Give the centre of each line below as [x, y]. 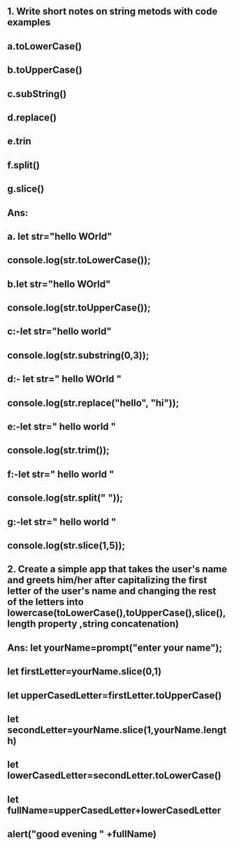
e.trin [19, 142]
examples [29, 23]
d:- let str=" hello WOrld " [65, 379]
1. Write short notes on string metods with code [112, 12]
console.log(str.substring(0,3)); [78, 355]
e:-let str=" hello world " [62, 427]
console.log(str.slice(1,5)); [66, 545]
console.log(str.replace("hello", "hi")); [93, 403]
